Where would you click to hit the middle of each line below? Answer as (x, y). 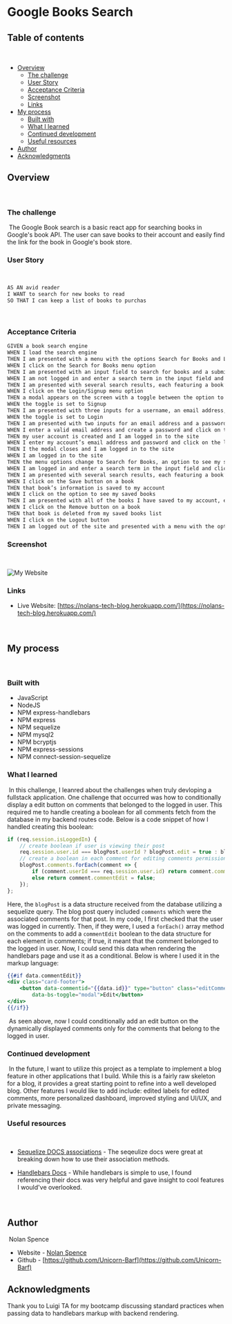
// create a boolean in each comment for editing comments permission (123, 859)
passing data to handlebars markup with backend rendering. (93, 1314)
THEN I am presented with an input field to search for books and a (108, 372)
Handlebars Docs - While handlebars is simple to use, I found (104, 1173)
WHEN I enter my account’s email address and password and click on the (114, 443)
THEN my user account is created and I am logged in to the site (103, 436)
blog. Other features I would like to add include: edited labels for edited (108, 1091)
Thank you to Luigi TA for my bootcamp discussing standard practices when (116, 1306)
